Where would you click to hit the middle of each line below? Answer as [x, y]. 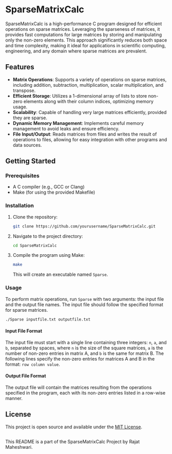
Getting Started [31, 161]
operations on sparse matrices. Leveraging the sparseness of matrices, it [83, 29]
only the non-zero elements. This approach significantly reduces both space [86, 40]
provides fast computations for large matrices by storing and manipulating [84, 34]
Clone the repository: [35, 217]
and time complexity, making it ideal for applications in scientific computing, [85, 45]
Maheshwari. [19, 447]
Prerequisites [22, 176]
